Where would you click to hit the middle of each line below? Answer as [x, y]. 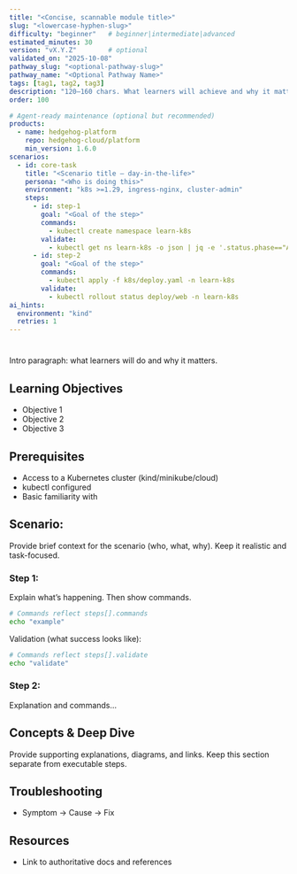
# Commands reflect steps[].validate [79, 655]
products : [27, 124]
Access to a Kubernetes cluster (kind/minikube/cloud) [120, 477]
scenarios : [29, 157]
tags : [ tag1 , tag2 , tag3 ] [57, 83]
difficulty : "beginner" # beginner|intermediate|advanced [122, 34]
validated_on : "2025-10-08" [61, 58]
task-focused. [34, 555]
